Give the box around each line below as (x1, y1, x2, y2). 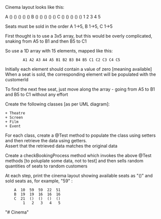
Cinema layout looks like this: (5, 4, 65, 10)
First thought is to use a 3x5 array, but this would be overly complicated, (5, 33, 153, 39)
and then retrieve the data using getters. (5, 138, 87, 143)
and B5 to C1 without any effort (5, 92, 68, 97)
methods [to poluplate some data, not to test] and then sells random (5, 158, 144, 164)
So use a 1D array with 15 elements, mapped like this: (5, 48, 113, 54)
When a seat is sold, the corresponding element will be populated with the (5, 71, 157, 77)
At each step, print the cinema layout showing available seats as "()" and (5, 173, 153, 178)
